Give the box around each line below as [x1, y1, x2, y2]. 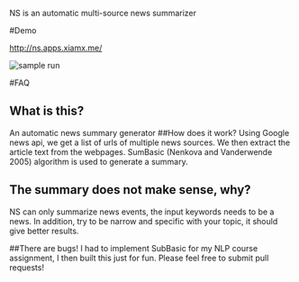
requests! [9, 261, 45, 273]
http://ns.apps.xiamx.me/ [9, 42, 103, 53]
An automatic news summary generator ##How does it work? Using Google [9, 127, 290, 138]
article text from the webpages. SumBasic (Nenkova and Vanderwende [9, 146, 273, 157]
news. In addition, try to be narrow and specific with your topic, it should [9, 215, 278, 226]
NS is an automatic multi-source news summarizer [9, 8, 196, 18]
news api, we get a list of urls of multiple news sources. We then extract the [9, 137, 291, 148]
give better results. [9, 225, 79, 236]
